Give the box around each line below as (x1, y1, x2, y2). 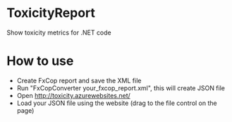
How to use (6, 53, 74, 69)
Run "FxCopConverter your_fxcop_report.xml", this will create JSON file (16, 83, 225, 92)
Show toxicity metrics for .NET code (6, 28, 112, 37)
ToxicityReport (6, 5, 96, 21)
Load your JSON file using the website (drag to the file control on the (16, 99, 217, 107)
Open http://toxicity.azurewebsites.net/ (16, 91, 131, 99)
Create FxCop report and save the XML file (16, 76, 142, 85)
